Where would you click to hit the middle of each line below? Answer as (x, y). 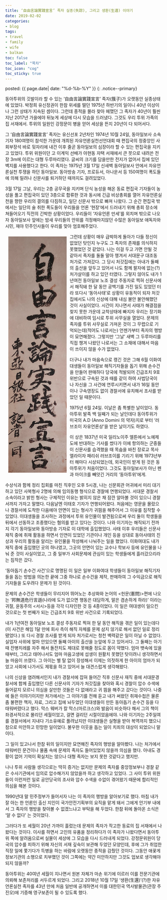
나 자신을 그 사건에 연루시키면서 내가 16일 (110, 385)
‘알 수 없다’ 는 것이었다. (28, 815)
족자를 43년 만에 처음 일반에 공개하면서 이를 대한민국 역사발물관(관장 (89, 887)
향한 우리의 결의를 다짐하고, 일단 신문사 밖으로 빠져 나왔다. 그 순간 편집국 (85, 201)
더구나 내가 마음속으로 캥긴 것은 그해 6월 (109, 360)
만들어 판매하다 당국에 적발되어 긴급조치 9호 (117, 372)
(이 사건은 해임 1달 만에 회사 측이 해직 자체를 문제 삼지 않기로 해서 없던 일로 (78, 629)
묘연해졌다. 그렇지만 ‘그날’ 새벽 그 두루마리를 (118, 336)
